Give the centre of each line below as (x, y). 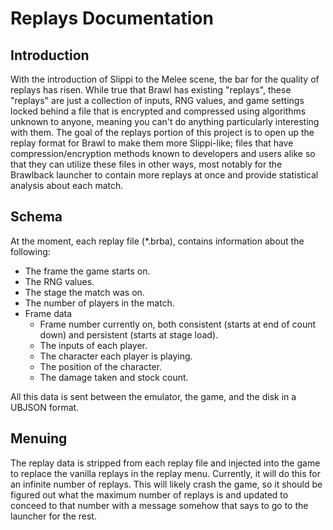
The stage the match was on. (84, 292)
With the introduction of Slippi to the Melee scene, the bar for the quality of (165, 79)
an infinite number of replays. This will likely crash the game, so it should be (166, 484)
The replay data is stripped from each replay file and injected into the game (165, 463)
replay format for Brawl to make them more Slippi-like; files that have (152, 143)
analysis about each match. (67, 185)
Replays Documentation (112, 18)
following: (30, 251)
